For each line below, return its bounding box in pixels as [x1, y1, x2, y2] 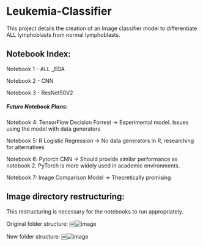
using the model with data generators [6, 125, 101, 133]
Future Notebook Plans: [6, 103, 68, 110]
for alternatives [6, 143, 45, 151]
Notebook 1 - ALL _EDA [6, 65, 65, 72]
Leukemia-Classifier [6, 4, 112, 18]
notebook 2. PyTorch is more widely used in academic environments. [6, 161, 180, 169]
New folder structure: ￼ [6, 233, 67, 240]
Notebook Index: [6, 49, 72, 60]
